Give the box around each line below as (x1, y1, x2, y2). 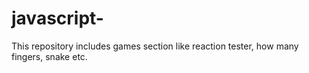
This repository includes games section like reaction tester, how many (11, 40, 299, 52)
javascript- (11, 7, 104, 30)
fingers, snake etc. (11, 50, 88, 62)
